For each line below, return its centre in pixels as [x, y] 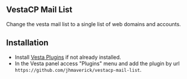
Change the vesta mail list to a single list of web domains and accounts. [93, 24]
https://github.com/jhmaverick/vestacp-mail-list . [78, 69]
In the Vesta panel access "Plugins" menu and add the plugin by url [97, 63]
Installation [27, 43]
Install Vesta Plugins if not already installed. [68, 57]
